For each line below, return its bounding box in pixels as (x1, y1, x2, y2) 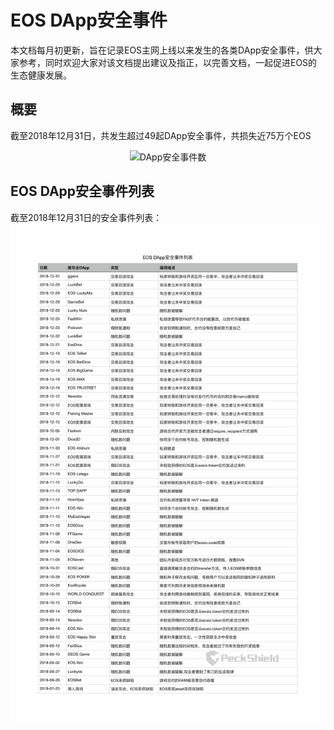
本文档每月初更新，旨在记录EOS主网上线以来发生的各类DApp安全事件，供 (10, 44, 314, 56)
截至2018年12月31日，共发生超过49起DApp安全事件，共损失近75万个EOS (10, 129, 312, 141)
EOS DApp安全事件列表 (10, 183, 155, 200)
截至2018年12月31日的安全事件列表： (10, 211, 163, 223)
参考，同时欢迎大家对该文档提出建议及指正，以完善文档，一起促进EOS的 (18, 56, 318, 68)
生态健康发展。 (10, 69, 72, 81)
